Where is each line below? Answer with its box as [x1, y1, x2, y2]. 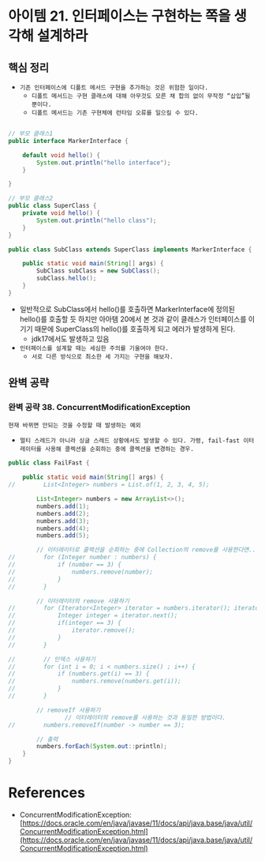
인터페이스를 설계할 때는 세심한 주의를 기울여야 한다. [19, 344, 170, 352]
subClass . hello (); [36, 274, 97, 283]
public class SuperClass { [8, 202, 97, 210]
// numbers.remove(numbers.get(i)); [8, 677, 181, 686]
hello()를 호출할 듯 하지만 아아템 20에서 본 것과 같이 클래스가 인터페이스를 [19, 314, 247, 324]
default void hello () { [22, 151, 101, 159]
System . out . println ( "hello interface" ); [36, 159, 171, 167]
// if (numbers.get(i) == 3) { [8, 670, 150, 678]
